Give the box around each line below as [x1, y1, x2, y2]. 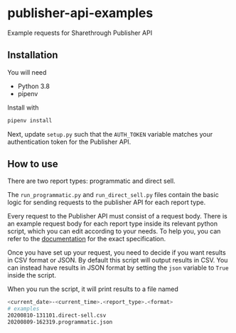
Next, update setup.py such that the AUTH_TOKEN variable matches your [7, 129, 213, 138]
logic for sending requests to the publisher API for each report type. [7, 198, 206, 207]
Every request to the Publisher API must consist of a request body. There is [7, 212, 227, 221]
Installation [7, 49, 58, 61]
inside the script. [7, 271, 57, 280]
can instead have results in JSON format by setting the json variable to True [7, 263, 229, 272]
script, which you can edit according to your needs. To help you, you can [7, 227, 221, 236]
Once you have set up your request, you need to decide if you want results [7, 248, 226, 257]
